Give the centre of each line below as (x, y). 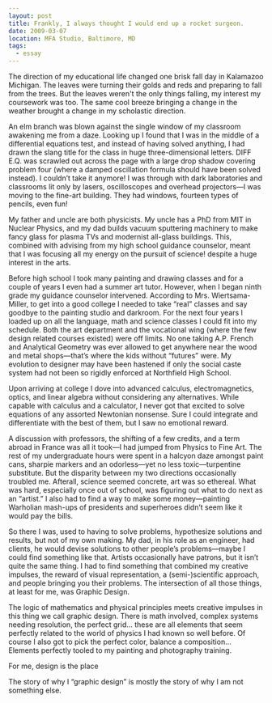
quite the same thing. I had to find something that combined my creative (128, 566)
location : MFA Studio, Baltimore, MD (72, 38)
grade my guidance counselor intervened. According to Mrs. (109, 295)
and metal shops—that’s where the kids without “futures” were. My (120, 356)
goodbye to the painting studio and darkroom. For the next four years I (126, 313)
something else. (35, 690)
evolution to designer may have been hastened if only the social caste (125, 364)
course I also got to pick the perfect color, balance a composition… (120, 642)
